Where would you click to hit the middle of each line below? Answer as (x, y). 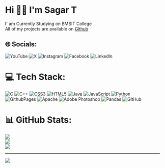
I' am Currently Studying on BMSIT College (49, 24)
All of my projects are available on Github (47, 28)
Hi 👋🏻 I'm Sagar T (41, 10)
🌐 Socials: (21, 44)
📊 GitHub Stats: (39, 120)
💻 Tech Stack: (35, 77)
